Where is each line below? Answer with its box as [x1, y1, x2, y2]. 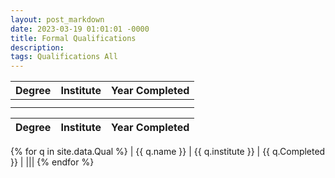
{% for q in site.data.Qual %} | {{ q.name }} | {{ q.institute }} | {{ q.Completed [10, 146, 326, 158]
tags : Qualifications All [10, 52, 118, 62]
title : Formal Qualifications [10, 33, 137, 43]
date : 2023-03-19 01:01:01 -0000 [10, 24, 150, 34]
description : [10, 42, 65, 53]
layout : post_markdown [10, 14, 105, 25]
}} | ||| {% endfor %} [10, 156, 95, 168]
